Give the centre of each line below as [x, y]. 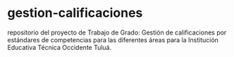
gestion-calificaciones [75, 13]
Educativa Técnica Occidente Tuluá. [60, 47]
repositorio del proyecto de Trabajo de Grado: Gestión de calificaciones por [117, 32]
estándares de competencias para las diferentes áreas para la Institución [113, 39]
